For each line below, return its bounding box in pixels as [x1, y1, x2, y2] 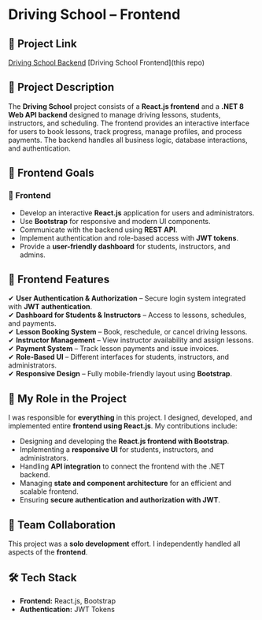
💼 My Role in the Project [8, 392, 127, 405]
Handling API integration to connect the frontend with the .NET [19, 461, 226, 471]
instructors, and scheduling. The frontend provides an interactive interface [8, 118, 250, 128]
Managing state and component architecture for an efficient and [19, 479, 232, 488]
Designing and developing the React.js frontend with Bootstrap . [19, 436, 230, 446]
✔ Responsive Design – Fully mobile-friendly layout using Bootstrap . [8, 369, 233, 379]
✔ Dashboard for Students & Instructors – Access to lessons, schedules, [8, 310, 246, 320]
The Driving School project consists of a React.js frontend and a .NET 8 [8, 101, 244, 111]
